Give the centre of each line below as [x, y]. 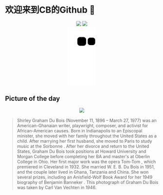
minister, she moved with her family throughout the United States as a [87, 136]
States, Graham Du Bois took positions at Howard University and [81, 151]
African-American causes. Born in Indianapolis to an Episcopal [80, 130]
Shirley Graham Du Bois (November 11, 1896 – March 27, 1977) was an [87, 120]
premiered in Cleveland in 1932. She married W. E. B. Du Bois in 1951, [86, 167]
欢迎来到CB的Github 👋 [50, 10]
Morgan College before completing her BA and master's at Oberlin [83, 156]
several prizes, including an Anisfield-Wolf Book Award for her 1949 [85, 177]
